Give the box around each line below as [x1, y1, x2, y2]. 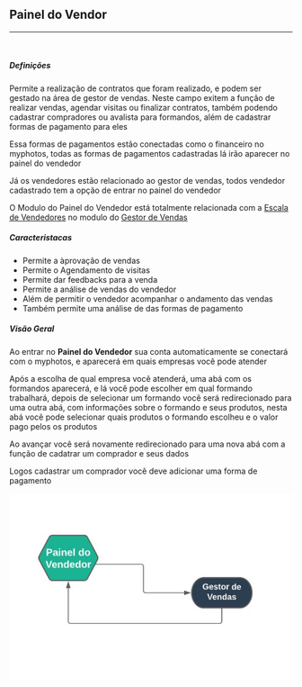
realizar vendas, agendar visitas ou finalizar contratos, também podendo [9, 102, 279, 113]
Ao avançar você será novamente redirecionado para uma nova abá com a [9, 438, 286, 449]
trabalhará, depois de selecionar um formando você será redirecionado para [9, 392, 292, 403]
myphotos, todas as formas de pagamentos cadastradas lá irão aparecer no [9, 148, 290, 158]
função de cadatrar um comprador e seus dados [9, 447, 190, 458]
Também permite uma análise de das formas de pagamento [22, 303, 244, 313]
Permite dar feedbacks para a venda [22, 274, 158, 285]
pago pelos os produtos [9, 420, 98, 431]
